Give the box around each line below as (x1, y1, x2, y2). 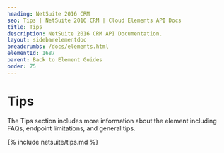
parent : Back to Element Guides (7, 56, 102, 63)
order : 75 (7, 63, 37, 70)
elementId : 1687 (7, 50, 55, 57)
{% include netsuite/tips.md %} (7, 137, 99, 146)
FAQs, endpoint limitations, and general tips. (7, 124, 136, 133)
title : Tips (7, 23, 42, 30)
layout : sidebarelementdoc (7, 37, 87, 44)
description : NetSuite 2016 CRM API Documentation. (7, 30, 163, 37)
